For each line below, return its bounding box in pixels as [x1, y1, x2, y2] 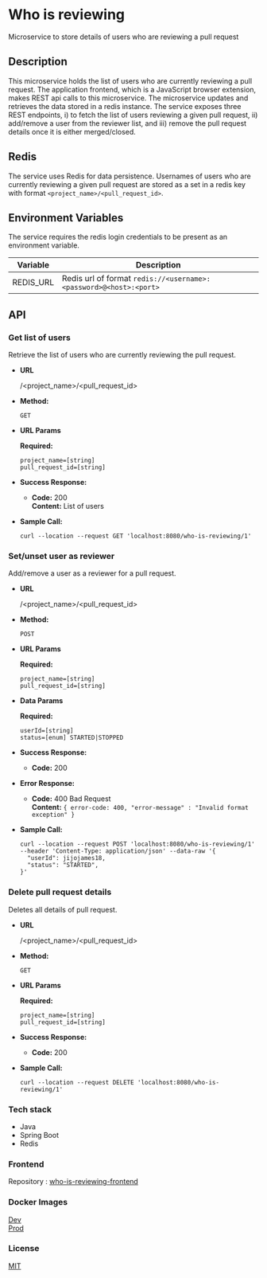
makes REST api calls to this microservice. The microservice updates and [8, 93, 249, 103]
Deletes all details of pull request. [8, 905, 118, 914]
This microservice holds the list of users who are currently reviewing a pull [8, 76, 253, 85]
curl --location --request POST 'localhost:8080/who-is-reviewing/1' [19, 840, 256, 849]
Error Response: [19, 779, 75, 788]
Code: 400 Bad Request [31, 794, 111, 803]
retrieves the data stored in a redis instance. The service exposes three [8, 101, 242, 111]
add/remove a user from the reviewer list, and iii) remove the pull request [8, 118, 247, 128]
